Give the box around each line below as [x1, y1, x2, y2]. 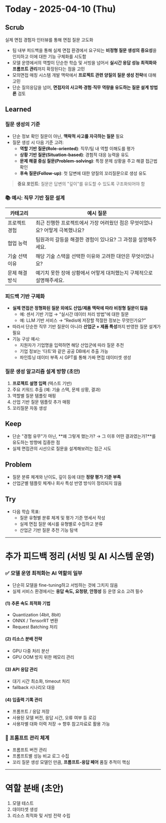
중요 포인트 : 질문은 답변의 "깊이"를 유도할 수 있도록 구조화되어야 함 [17, 180, 145, 186]
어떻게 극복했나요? [43, 226, 85, 233]
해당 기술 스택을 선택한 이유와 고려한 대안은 [35, 253, 130, 260]
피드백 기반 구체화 [5, 293, 45, 300]
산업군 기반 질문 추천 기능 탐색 [19, 527, 78, 533]
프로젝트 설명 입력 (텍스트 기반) [12, 380, 72, 386]
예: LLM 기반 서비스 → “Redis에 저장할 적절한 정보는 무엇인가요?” [19, 317, 146, 323]
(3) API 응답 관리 [5, 666, 38, 672]
